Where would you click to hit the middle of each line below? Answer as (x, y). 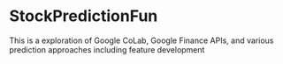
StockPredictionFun (84, 16)
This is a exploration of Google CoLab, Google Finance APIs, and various (141, 40)
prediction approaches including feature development (107, 49)
